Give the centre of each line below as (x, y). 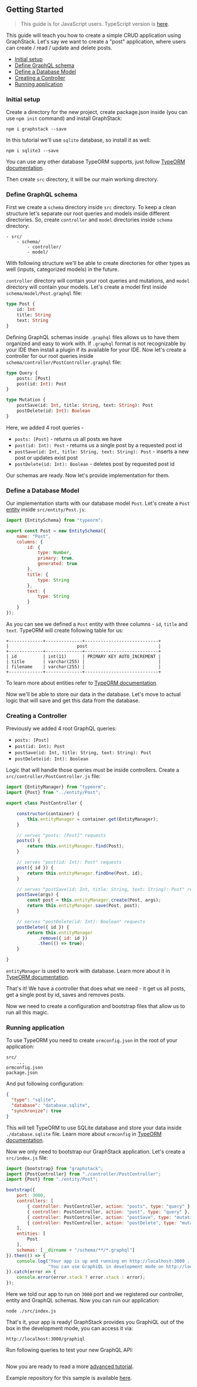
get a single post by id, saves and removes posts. (66, 995)
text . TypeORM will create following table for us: (65, 630)
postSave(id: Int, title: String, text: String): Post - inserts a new (102, 451)
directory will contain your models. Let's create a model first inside (86, 287)
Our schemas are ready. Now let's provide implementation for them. (88, 475)
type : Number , (55, 553)
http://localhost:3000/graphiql (45, 1339)
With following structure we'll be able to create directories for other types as (98, 263)
